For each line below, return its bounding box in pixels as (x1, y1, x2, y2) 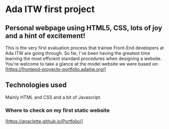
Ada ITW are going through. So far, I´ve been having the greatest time (5, 50, 150, 56)
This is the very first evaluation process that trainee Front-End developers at (5, 45, 164, 51)
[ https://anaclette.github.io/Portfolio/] (5, 118, 83, 124)
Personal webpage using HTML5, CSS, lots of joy (5, 24, 162, 32)
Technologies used (5, 81, 67, 89)
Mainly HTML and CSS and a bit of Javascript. (5, 94, 102, 100)
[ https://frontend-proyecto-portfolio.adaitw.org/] (5, 67, 106, 72)
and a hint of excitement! (5, 31, 86, 40)
